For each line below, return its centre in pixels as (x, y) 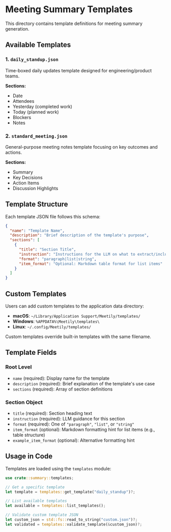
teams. (12, 76)
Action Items (26, 183)
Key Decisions (27, 177)
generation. (17, 29)
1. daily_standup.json (32, 60)
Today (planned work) (36, 112)
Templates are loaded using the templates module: (58, 468)
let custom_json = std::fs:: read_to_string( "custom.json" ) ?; (72, 520)
